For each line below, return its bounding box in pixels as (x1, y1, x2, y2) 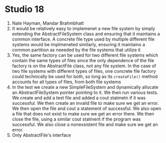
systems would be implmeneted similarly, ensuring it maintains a (12, 41, 145, 47)
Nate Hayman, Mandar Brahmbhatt (12, 20, 84, 26)
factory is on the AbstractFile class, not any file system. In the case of (12, 63, 156, 69)
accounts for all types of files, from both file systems (12, 79, 121, 85)
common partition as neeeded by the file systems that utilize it (12, 47, 141, 53)
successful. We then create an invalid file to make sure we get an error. (12, 100, 159, 106)
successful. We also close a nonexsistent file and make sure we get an (12, 121, 158, 127)
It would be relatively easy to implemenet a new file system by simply (12, 25, 155, 31)
